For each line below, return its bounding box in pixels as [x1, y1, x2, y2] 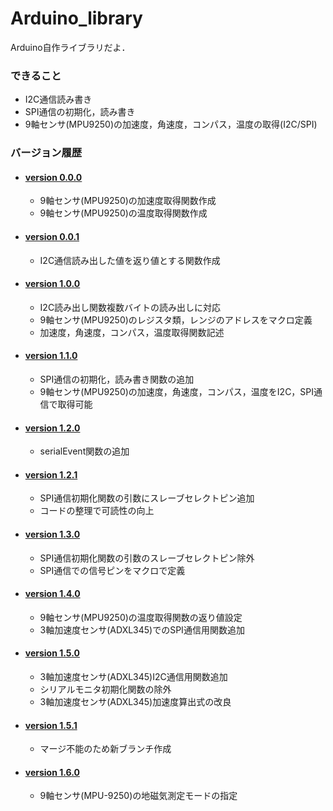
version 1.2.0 [24, 422, 81, 434]
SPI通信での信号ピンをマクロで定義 [39, 564, 186, 576]
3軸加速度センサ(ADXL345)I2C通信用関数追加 [39, 670, 228, 682]
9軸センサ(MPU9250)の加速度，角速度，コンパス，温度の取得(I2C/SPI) [24, 118, 318, 131]
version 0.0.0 [24, 171, 83, 183]
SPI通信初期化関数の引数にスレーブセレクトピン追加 [39, 492, 255, 504]
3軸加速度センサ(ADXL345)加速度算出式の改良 [39, 695, 232, 707]
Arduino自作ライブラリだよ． [10, 41, 131, 53]
